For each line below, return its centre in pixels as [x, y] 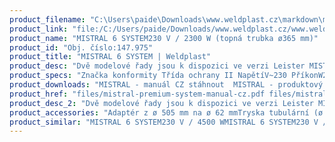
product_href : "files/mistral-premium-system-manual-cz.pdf [137, 94]
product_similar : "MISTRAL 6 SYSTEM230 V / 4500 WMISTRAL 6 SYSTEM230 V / [168, 122]
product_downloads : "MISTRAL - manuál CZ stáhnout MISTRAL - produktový [166, 85]
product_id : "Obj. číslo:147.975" [81, 47]
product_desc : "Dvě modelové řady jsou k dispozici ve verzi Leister [157, 66]
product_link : [39, 29]
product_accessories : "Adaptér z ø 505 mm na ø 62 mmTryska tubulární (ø [166, 112]
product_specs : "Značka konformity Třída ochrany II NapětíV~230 [148, 76]
